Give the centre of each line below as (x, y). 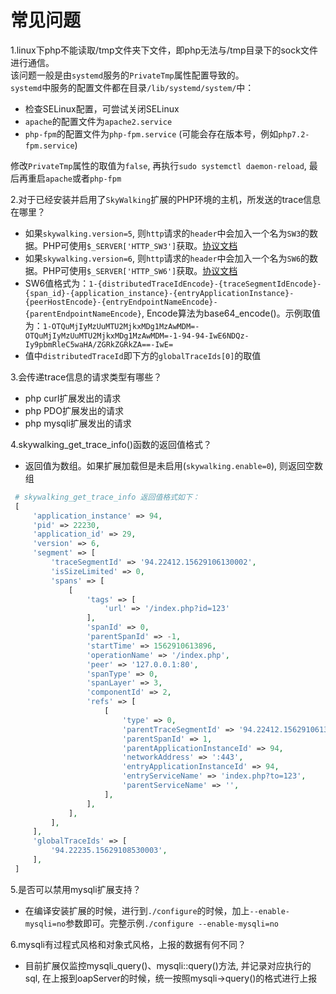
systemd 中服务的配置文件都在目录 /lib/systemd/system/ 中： (132, 87)
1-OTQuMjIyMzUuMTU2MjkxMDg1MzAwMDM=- (121, 326)
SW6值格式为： (57, 283)
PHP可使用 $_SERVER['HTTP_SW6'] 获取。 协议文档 (140, 270)
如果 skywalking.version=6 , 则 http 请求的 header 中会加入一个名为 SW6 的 (167, 258)
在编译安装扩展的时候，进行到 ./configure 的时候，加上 (137, 910)
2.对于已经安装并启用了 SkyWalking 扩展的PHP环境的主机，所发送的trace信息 (166, 199)
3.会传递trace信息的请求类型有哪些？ (86, 377)
